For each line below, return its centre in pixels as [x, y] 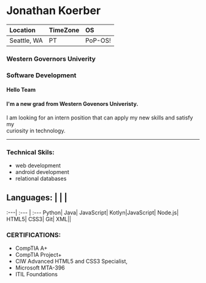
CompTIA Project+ [39, 254]
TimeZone [64, 30]
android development [42, 172]
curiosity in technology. [36, 130]
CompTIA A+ [31, 248]
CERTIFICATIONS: [34, 235]
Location [22, 30]
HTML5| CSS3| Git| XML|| [39, 219]
